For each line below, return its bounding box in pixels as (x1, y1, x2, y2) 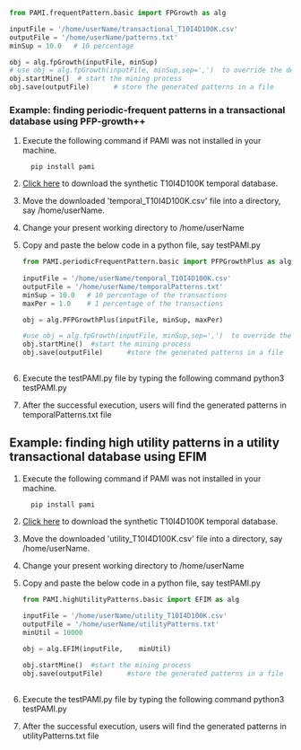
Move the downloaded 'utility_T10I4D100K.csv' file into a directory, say (21, 533, 283, 543)
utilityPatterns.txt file (21, 730, 99, 741)
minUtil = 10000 (21, 629, 83, 638)
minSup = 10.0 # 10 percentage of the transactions (21, 290, 228, 300)
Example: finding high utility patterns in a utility (9, 436, 280, 451)
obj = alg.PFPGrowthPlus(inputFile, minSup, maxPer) (21, 315, 224, 324)
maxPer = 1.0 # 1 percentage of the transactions (21, 299, 224, 308)
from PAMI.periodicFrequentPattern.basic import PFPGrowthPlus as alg (21, 257, 292, 267)
